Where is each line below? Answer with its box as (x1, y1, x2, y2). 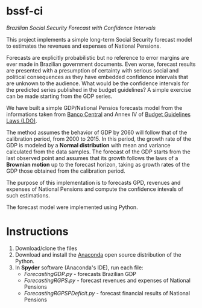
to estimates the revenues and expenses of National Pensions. (6, 42, 161, 50)
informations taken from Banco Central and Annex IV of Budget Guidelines (6, 111, 191, 118)
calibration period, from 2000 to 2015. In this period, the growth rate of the (6, 135, 192, 143)
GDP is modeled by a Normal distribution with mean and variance (6, 141, 171, 149)
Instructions (6, 225, 69, 239)
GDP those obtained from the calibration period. (6, 167, 125, 175)
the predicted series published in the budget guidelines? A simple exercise (6, 86, 192, 93)
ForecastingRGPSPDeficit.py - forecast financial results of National (24, 289, 191, 297)
